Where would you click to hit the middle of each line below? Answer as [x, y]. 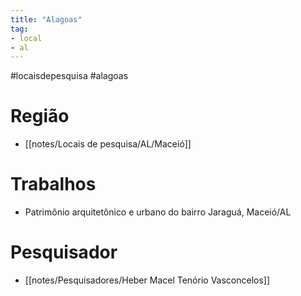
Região [40, 116]
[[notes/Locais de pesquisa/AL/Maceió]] [108, 144]
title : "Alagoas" [46, 19]
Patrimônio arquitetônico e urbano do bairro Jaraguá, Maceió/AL [158, 212]
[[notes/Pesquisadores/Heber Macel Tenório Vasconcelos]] [147, 280]
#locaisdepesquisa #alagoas [69, 76]
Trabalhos [53, 184]
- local [26, 38]
